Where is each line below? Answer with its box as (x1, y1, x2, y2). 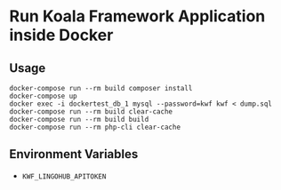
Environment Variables (9, 146, 139, 162)
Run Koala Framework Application (9, 6, 266, 27)
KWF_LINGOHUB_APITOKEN (21, 171, 107, 181)
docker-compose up (9, 91, 77, 100)
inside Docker (9, 25, 114, 45)
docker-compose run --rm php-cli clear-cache (9, 123, 181, 131)
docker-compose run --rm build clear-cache (9, 107, 173, 116)
